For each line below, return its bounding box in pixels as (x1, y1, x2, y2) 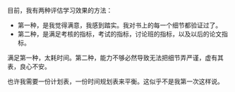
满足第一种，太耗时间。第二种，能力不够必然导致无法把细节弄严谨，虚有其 (7, 53, 224, 62)
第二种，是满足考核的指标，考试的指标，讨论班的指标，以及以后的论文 (17, 30, 222, 38)
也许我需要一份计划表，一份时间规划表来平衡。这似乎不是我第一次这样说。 (7, 77, 224, 86)
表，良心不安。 (7, 63, 51, 70)
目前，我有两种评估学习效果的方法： (7, 6, 113, 14)
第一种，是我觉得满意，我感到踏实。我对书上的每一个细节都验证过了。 (17, 21, 222, 29)
